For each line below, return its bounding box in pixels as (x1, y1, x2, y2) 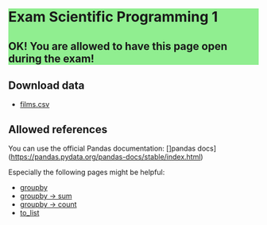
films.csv (19, 100, 50, 109)
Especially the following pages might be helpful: (8, 167, 165, 177)
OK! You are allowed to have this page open (8, 40, 228, 53)
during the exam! (8, 51, 95, 65)
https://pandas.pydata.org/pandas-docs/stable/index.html (10, 152, 201, 162)
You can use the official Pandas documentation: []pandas (8, 143, 196, 154)
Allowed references (8, 123, 108, 136)
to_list (19, 208, 40, 218)
